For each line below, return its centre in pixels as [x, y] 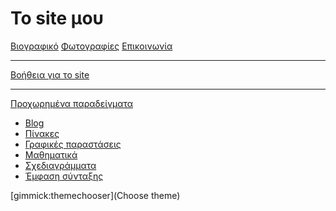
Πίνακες [42, 133]
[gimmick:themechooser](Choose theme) [95, 195]
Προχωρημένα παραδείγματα [72, 103]
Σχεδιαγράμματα [60, 165]
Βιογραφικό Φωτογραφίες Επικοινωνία [91, 46]
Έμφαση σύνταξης [64, 176]
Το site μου [57, 18]
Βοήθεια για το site [50, 74]
